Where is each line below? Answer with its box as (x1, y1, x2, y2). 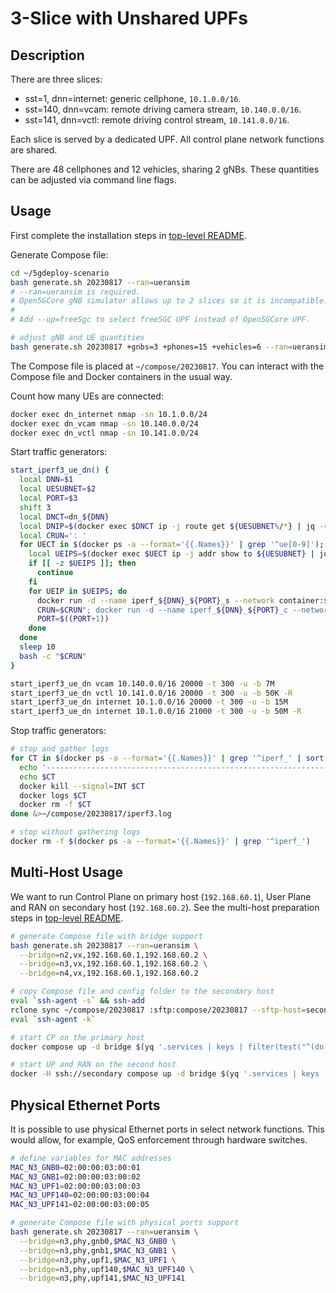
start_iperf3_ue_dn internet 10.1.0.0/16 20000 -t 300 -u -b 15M (10, 697, 288, 707)
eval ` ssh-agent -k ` (10, 1014, 97, 1024)
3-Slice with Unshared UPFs (10, 7, 248, 30)
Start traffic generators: (10, 446, 108, 458)
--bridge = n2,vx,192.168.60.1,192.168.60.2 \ (19, 950, 208, 960)
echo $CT (19, 772, 56, 782)
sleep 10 (19, 642, 56, 652)
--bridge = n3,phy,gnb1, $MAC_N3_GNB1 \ (19, 1245, 177, 1256)
